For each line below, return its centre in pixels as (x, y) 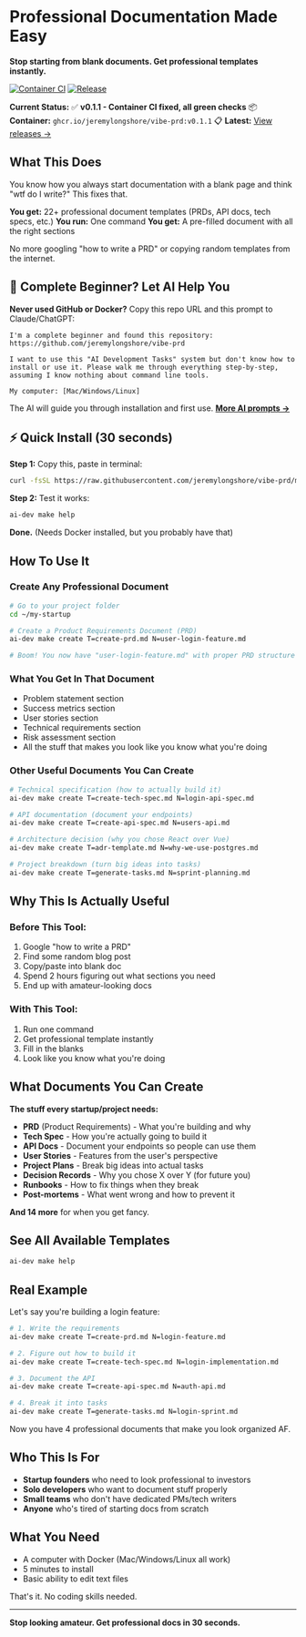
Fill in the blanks (53, 1049)
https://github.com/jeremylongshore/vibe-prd (97, 343)
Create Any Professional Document (89, 587)
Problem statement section (73, 699)
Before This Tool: (48, 927)
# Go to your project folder (65, 606)
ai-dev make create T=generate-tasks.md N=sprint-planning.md (130, 873)
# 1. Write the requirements (65, 1329)
